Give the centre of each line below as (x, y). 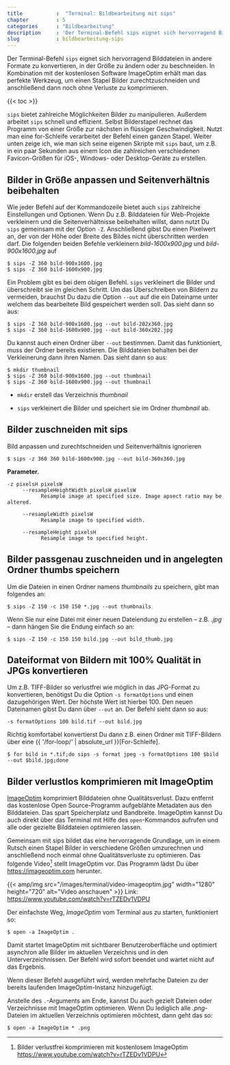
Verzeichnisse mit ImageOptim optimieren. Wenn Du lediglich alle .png (106, 1008)
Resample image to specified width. (93, 520)
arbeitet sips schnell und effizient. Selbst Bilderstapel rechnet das (100, 122)
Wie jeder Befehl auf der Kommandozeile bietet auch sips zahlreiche (104, 207)
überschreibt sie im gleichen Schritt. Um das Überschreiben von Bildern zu (113, 289)
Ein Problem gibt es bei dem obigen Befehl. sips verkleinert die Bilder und (111, 282)
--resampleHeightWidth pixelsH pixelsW (79, 490)
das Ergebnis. (26, 967)
